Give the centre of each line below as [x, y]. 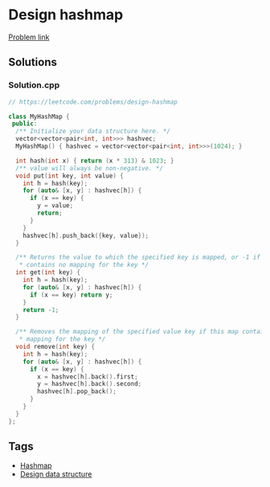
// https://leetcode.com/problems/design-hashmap [93, 102]
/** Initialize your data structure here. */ [93, 131]
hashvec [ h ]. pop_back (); [77, 391]
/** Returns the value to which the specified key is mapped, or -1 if [138, 258]
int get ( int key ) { [48, 272]
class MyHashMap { [39, 117]
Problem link [29, 37]
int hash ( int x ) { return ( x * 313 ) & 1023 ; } [95, 161]
